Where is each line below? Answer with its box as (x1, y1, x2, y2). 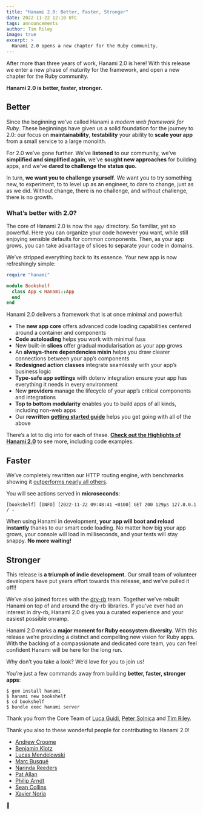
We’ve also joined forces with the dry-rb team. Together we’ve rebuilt (6, 595, 180, 603)
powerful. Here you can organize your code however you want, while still (6, 229, 188, 236)
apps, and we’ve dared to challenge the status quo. (6, 162, 137, 169)
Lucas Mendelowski (15, 751, 65, 758)
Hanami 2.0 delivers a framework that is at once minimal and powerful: (6, 311, 183, 318)
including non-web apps (15, 407, 76, 414)
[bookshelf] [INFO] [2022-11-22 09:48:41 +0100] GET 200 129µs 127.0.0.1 (6, 502, 197, 508)
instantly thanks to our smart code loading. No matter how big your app (6, 524, 186, 531)
